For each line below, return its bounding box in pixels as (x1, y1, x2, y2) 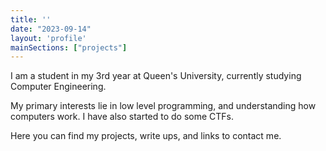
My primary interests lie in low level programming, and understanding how (10, 100, 317, 112)
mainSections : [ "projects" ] (10, 42, 128, 53)
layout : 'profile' (10, 33, 87, 43)
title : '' (10, 14, 52, 25)
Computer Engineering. (10, 81, 107, 93)
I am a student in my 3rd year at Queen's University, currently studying (10, 70, 302, 82)
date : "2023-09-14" (10, 24, 92, 34)
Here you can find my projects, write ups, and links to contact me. (10, 130, 282, 142)
